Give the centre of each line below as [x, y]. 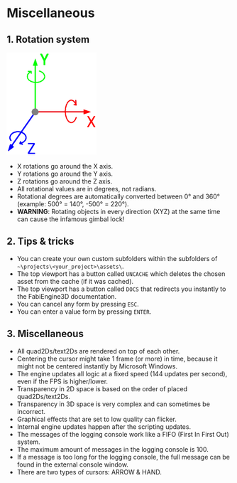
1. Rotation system [48, 39]
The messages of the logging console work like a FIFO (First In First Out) [123, 434]
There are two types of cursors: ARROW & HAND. [89, 472]
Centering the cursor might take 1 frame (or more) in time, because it [117, 359]
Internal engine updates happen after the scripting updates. [104, 426]
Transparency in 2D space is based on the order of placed [102, 388]
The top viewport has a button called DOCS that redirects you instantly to [121, 289]
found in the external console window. [73, 465]
